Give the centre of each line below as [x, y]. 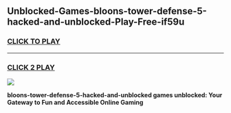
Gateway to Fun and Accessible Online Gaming [75, 102]
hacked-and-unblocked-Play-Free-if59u [96, 22]
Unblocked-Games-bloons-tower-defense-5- [107, 11]
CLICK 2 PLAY [31, 67]
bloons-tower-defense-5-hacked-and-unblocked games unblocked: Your [115, 95]
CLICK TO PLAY [34, 42]
